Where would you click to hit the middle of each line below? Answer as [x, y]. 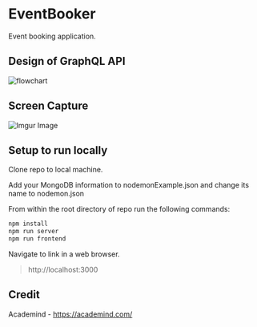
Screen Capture [48, 106]
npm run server [34, 232]
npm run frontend [37, 239]
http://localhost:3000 [63, 270]
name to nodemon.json [46, 194]
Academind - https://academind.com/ [70, 314]
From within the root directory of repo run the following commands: [119, 209]
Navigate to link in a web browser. [64, 254]
